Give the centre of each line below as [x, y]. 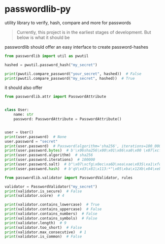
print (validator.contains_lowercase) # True [52, 205]
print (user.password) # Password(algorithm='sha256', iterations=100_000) [84, 146]
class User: [17, 110]
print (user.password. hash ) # [36, 169]
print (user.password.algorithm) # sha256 [49, 155]
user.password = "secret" [31, 141]
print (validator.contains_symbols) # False [51, 218]
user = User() [19, 132]
